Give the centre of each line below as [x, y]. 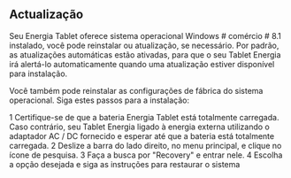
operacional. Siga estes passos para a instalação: [100, 100]
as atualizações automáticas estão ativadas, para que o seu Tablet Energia [145, 54]
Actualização [46, 15]
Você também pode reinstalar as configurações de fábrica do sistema [136, 90]
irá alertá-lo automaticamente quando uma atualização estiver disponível [142, 64]
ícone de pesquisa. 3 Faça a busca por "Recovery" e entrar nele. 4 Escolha [146, 155]
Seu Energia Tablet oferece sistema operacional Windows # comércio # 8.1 [145, 35]
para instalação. [38, 74]
